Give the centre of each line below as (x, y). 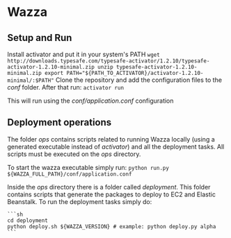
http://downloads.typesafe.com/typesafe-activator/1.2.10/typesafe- (109, 61)
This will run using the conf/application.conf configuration (90, 101)
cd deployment (28, 220)
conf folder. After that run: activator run (65, 87)
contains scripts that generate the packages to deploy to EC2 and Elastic (111, 194)
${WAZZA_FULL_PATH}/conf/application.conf (70, 174)
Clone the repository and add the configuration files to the (139, 80)
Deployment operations (59, 122)
